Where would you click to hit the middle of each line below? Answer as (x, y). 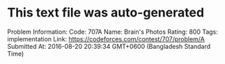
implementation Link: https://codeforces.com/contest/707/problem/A (106, 39)
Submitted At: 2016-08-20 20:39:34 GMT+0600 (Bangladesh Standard (109, 46)
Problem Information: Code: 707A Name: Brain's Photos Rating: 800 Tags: (113, 32)
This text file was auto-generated (106, 13)
